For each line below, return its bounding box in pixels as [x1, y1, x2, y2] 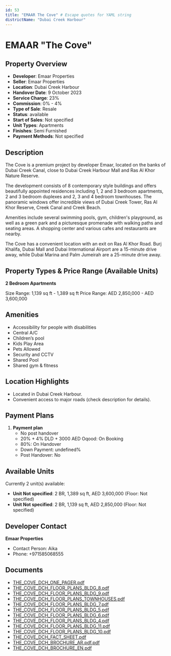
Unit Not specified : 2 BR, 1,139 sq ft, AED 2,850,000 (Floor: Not [12, 501, 146, 508]
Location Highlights [5, 377, 69, 386]
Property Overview [5, 60, 68, 68]
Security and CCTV [12, 351, 54, 358]
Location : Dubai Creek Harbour [12, 84, 79, 90]
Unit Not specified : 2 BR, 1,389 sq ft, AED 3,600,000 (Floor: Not [12, 491, 147, 497]
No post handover [20, 430, 59, 437]
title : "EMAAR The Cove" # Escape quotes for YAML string [5, 12, 132, 17]
